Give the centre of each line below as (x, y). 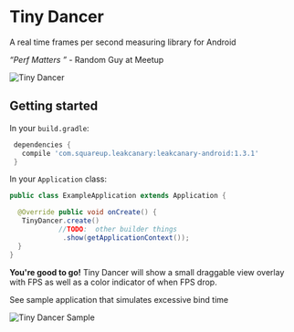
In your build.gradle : (49, 128)
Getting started (54, 106)
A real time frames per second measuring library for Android (123, 42)
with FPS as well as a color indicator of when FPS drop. (113, 282)
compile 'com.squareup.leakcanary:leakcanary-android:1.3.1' (140, 153)
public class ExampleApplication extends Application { (118, 196)
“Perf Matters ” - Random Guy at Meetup (87, 59)
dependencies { (42, 145)
